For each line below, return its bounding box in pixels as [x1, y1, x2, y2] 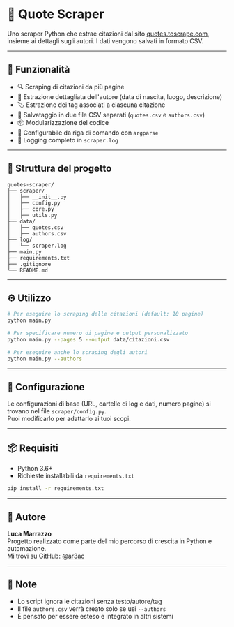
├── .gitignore [7, 260, 52, 267]
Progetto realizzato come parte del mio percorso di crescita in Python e [7, 537, 212, 545]
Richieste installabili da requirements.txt [17, 471, 134, 480]
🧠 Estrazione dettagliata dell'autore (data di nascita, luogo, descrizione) [17, 92, 223, 101]
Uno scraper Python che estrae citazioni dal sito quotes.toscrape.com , [7, 29, 210, 38]
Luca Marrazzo [7, 529, 52, 538]
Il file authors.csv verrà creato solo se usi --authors [17, 604, 166, 613]
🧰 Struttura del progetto [7, 163, 112, 175]
